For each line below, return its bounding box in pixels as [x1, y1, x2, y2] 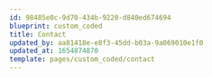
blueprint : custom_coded [9, 22, 103, 30]
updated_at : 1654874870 [9, 47, 99, 56]
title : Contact [9, 30, 67, 39]
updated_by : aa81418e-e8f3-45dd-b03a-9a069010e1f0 [9, 38, 204, 48]
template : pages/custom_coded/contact [9, 55, 155, 64]
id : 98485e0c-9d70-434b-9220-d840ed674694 [9, 13, 171, 22]
